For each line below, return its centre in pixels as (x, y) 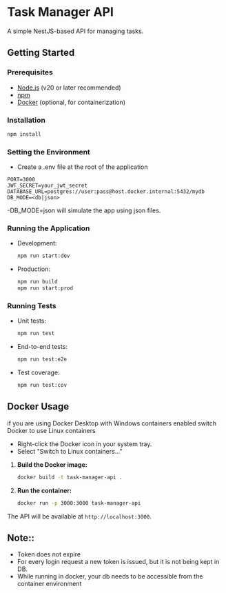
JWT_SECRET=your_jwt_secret (48, 186)
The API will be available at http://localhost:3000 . (79, 516)
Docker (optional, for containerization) (71, 102)
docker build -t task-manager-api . (70, 477)
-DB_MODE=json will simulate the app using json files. (84, 210)
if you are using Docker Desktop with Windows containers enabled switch (112, 423)
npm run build (37, 282)
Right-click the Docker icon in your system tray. (84, 444)
